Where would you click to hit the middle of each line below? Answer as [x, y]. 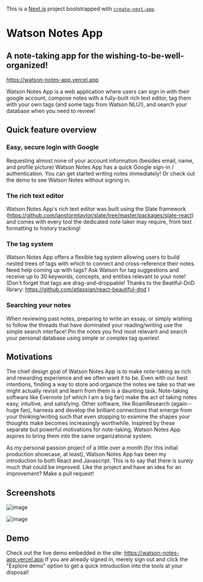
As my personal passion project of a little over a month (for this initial [92, 448]
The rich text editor [35, 196]
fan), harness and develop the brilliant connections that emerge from [106, 410]
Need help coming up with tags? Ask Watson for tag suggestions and [93, 270]
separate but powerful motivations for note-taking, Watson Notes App [93, 430]
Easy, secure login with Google [52, 147]
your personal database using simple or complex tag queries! [83, 338]
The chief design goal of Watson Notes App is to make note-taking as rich [98, 371]
